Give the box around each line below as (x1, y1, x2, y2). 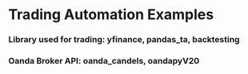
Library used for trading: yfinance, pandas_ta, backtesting (8, 34, 240, 45)
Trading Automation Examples (8, 6, 214, 24)
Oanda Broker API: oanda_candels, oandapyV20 (8, 56, 200, 67)
